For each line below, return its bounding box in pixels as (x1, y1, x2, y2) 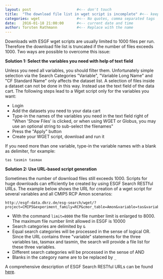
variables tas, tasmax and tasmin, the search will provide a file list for (12, 239, 150, 245)
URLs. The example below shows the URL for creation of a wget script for (5, 186, 152, 192)
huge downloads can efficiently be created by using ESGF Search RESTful (5, 181, 154, 187)
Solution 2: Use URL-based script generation (5, 166, 97, 172)
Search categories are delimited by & (12, 224, 86, 230)
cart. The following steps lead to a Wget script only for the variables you (5, 88, 149, 94)
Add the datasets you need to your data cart (12, 108, 101, 114)
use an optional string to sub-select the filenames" (12, 123, 114, 129)
